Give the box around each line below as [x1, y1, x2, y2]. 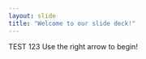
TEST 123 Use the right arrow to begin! [8, 41, 138, 51]
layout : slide [8, 11, 57, 20]
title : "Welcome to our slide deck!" [8, 19, 136, 27]
